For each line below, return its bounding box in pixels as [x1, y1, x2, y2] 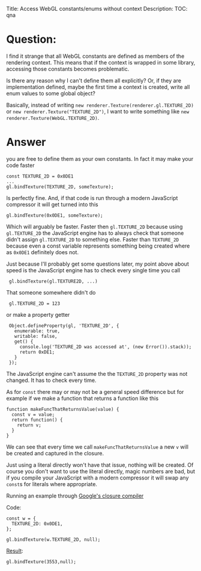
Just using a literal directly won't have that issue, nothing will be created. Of [6, 461, 194, 469]
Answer [6, 136, 46, 149]
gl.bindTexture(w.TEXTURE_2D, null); [6, 536, 101, 543]
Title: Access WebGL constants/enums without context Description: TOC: [6, 5, 188, 12]
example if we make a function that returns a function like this [6, 395, 159, 402]
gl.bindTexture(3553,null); [6, 558, 77, 565]
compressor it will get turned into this [6, 201, 98, 208]
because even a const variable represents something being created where [6, 242, 190, 249]
